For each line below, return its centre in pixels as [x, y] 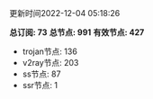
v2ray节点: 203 [50, 63]
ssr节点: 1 [40, 85]
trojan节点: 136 [50, 51]
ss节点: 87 [41, 74]
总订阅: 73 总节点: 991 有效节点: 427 [77, 32]
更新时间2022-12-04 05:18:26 [65, 13]
